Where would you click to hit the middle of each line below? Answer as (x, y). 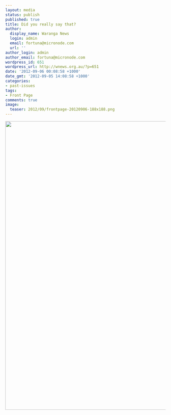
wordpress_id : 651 (25, 62)
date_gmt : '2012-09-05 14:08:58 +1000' (48, 76)
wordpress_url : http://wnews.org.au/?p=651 (52, 67)
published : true (22, 19)
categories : (18, 81)
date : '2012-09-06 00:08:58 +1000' (43, 72)
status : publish (22, 15)
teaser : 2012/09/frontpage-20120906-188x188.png (62, 109)
